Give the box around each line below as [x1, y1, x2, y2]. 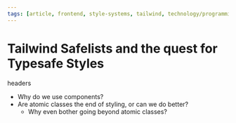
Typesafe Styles [7, 56, 104, 71]
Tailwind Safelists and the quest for [7, 40, 218, 56]
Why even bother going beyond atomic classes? [27, 107, 167, 116]
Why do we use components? [17, 92, 104, 101]
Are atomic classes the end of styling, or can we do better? [17, 100, 188, 108]
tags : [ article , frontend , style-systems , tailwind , [7, 10, 165, 18]
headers [7, 79, 32, 87]
